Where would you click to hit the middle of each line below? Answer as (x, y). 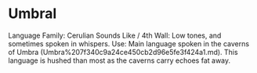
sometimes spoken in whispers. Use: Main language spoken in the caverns (128, 43)
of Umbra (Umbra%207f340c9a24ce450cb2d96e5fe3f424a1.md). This (123, 52)
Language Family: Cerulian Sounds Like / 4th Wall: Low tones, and (115, 35)
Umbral (33, 14)
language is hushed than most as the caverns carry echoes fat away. (119, 60)
